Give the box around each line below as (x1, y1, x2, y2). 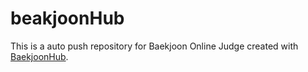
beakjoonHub (10, 7, 125, 30)
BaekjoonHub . (10, 50, 69, 62)
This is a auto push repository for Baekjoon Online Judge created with (10, 40, 299, 52)
